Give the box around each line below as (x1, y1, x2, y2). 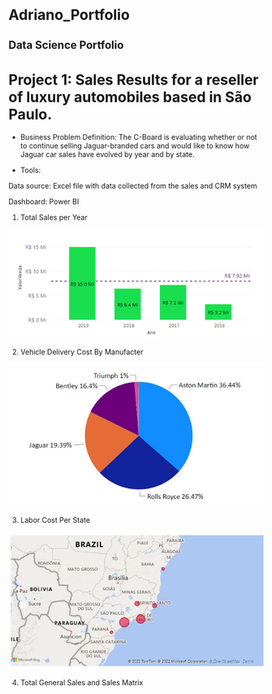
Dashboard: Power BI (8, 197, 80, 206)
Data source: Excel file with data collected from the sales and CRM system (8, 180, 257, 190)
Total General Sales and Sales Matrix (19, 677, 144, 687)
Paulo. (8, 105, 53, 124)
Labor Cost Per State (19, 515, 91, 525)
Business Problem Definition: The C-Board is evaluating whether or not (19, 132, 257, 141)
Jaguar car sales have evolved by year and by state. (19, 149, 195, 159)
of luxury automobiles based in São (8, 88, 252, 106)
